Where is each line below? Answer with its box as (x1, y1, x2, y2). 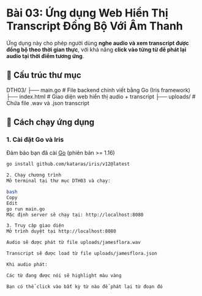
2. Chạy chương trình (6, 172, 62, 179)
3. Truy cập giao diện (6, 223, 64, 229)
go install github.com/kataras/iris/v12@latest (6, 161, 130, 168)
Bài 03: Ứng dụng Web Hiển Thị (6, 6, 168, 20)
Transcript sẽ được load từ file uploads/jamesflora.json (6, 251, 157, 257)
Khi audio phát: (6, 261, 48, 267)
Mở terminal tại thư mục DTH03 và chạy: (6, 178, 111, 184)
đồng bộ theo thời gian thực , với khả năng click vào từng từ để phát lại (6, 46, 187, 53)
